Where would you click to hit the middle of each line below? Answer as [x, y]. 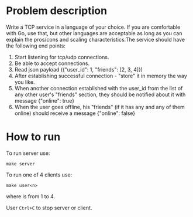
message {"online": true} [44, 100]
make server [20, 164]
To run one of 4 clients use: [39, 175]
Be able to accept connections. [52, 63]
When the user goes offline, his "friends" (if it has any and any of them [100, 107]
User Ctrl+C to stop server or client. [49, 208]
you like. [25, 82]
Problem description [56, 11]
